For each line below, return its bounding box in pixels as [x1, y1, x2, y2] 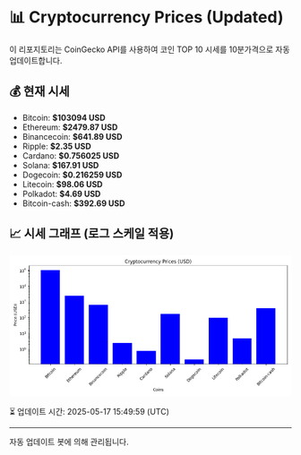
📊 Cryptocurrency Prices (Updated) [9, 7, 284, 28]
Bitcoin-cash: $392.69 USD [21, 198, 125, 209]
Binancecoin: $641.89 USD [21, 131, 123, 142]
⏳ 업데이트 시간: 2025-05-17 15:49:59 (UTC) [9, 406, 170, 416]
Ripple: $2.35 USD [21, 141, 91, 151]
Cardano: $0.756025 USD [21, 150, 120, 161]
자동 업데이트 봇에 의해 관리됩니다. [9, 436, 129, 447]
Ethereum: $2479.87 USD [21, 122, 118, 133]
